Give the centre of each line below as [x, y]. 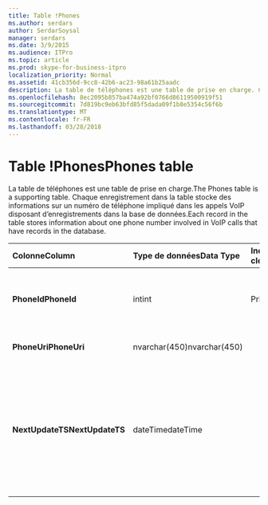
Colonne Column [44, 255]
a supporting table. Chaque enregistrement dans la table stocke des [120, 197]
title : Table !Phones [44, 16]
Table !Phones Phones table [101, 166]
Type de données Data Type [187, 255]
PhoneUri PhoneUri [49, 346]
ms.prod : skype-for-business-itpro [67, 68]
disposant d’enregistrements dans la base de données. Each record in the [128, 214]
